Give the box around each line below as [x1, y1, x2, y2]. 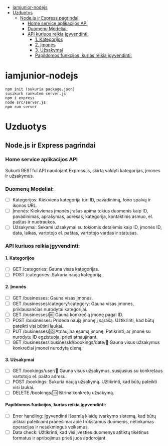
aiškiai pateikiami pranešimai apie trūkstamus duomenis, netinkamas [12, 418, 154, 424]
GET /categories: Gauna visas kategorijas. [12, 266, 99, 272]
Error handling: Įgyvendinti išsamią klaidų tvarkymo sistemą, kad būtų [12, 413, 156, 419]
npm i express [5, 95, 35, 100]
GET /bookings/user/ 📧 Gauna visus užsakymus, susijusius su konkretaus [12, 367, 163, 374]
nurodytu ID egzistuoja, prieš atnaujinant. [12, 334, 98, 340]
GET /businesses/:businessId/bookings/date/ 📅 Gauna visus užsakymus [12, 339, 160, 345]
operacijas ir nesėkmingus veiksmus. [12, 424, 89, 430]
